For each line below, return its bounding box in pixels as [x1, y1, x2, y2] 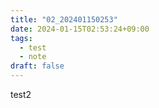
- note [19, 52, 47, 62]
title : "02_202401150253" [10, 14, 118, 25]
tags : [10, 33, 33, 43]
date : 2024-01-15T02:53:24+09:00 [10, 24, 150, 34]
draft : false [10, 61, 65, 71]
